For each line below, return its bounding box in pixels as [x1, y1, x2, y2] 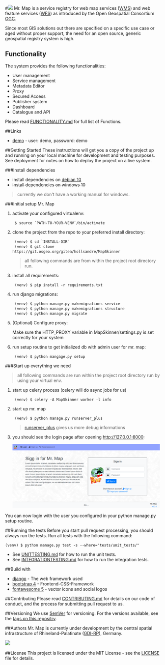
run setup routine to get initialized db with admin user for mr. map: [12, 344, 146, 350]
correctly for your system [12, 334, 64, 340]
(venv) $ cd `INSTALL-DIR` [14, 239, 70, 244]
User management [12, 72, 50, 78]
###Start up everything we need [5, 363, 71, 369]
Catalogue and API [12, 109, 51, 115]
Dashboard [12, 104, 35, 110]
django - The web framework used [12, 576, 83, 581]
